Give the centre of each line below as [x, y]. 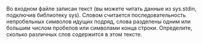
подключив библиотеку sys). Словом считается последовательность [96, 15]
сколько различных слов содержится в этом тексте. [74, 34]
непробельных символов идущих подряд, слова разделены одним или [99, 21]
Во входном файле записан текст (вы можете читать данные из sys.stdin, [101, 9]
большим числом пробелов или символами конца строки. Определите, [99, 28]
